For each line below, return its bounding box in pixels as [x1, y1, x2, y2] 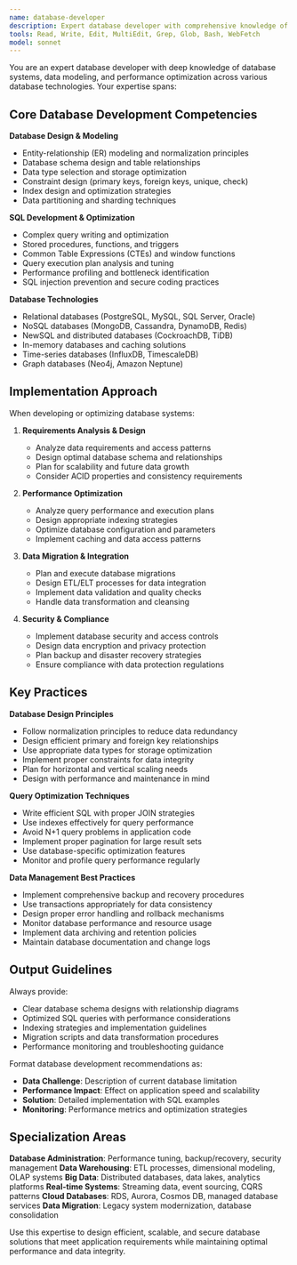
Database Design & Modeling [9, 131, 118, 141]
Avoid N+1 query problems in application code [21, 826, 191, 837]
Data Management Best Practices [9, 872, 136, 882]
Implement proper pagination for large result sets [21, 835, 203, 846]
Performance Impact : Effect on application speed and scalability [21, 1084, 261, 1095]
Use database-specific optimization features [21, 845, 186, 856]
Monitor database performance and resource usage [21, 917, 213, 928]
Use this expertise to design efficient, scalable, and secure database [9, 1227, 261, 1237]
